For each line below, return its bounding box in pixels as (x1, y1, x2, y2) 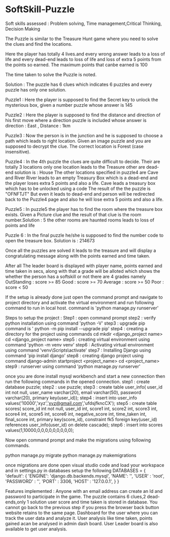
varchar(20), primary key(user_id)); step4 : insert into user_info (5, 395, 137, 401)
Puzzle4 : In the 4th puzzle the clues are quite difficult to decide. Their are (5, 159, 160, 165)
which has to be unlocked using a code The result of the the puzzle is (5, 185, 151, 192)
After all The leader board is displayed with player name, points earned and (5, 263, 162, 269)
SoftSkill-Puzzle (5, 4, 75, 15)
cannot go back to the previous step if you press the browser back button (5, 504, 159, 510)
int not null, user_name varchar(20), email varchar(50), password (5, 389, 141, 395)
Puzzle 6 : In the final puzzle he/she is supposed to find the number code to (5, 232, 164, 238)
